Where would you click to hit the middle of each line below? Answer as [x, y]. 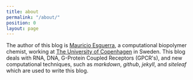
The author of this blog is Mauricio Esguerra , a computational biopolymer [96, 45]
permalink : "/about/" [33, 17]
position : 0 [21, 23]
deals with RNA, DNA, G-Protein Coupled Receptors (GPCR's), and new [94, 58]
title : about [22, 12]
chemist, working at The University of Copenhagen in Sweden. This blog [96, 52]
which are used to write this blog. [47, 71]
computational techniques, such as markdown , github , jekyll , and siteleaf [96, 64]
